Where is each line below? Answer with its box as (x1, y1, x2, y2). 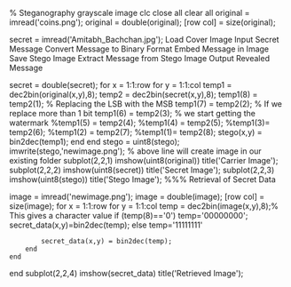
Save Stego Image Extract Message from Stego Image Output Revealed (9, 53, 271, 63)
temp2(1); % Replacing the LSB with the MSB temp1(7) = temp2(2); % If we (9, 99, 282, 109)
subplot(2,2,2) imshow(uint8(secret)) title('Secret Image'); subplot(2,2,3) (9, 164, 275, 175)
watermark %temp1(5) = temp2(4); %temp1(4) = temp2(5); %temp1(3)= (9, 117, 271, 128)
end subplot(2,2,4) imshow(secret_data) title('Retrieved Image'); (9, 268, 244, 278)
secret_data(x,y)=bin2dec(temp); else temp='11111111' (9, 219, 203, 230)
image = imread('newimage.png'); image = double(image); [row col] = (9, 191, 264, 202)
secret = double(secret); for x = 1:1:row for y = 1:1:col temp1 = (9, 80, 232, 90)
